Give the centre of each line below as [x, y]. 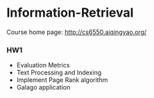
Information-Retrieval [70, 13]
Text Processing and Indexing [59, 73]
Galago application [43, 88]
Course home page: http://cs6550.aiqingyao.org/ [77, 32]
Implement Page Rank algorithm [62, 80]
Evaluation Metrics [43, 65]
